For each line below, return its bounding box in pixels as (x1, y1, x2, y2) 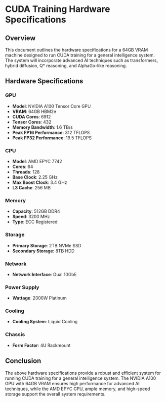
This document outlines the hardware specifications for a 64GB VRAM (5, 47, 148, 53)
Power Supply (5, 284, 40, 290)
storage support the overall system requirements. (5, 391, 106, 397)
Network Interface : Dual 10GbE (12, 271, 77, 277)
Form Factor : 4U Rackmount (12, 342, 71, 348)
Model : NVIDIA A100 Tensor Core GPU (12, 103, 91, 109)
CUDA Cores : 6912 (12, 114, 51, 119)
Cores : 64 (12, 164, 33, 170)
